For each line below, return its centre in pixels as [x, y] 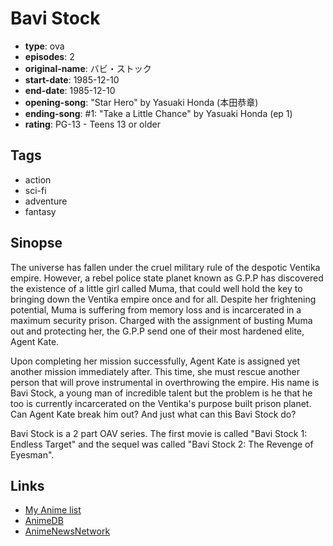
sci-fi [35, 190]
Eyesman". [32, 454]
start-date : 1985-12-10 [72, 79]
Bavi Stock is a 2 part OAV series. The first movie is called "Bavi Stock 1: [159, 433]
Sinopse [36, 243]
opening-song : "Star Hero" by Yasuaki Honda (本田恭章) [141, 102]
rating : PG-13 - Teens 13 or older [92, 124]
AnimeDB [44, 521]
